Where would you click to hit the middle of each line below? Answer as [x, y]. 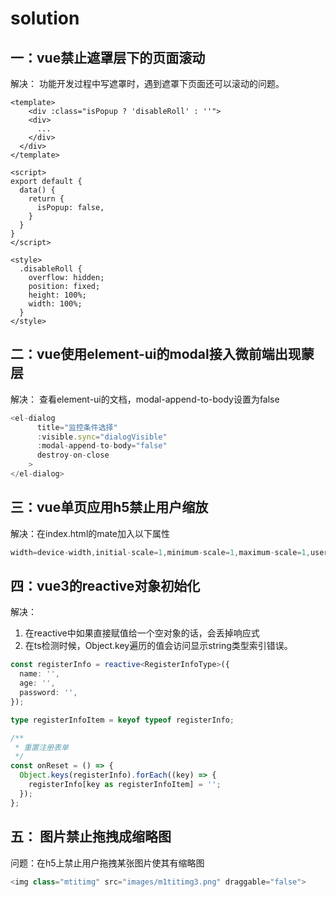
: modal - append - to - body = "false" [102, 446]
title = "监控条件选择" [77, 427]
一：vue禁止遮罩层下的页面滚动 [108, 57]
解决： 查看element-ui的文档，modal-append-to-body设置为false [145, 399]
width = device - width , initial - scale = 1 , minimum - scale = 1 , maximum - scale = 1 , [160, 552]
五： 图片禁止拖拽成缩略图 [91, 837]
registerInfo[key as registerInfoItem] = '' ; [125, 785]
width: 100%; [55, 304]
